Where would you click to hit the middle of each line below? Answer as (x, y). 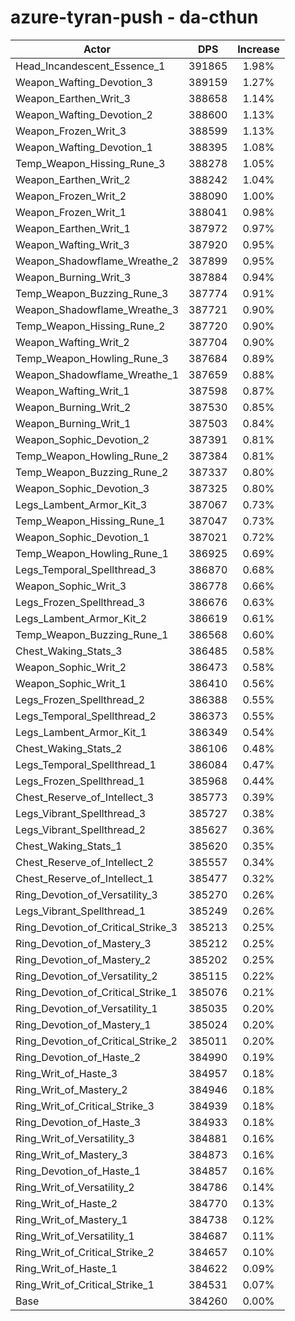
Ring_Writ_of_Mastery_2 (71, 1089)
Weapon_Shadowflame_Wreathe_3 (97, 309)
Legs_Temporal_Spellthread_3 (86, 569)
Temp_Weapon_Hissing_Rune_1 (90, 521)
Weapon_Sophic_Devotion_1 (82, 537)
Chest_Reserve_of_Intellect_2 (85, 862)
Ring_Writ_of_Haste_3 (66, 1073)
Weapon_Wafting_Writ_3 (72, 244)
